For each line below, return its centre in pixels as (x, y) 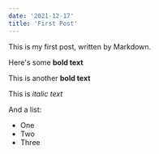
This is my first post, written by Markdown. (80, 46)
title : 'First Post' (43, 24)
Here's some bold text (46, 62)
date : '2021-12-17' (41, 16)
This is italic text (36, 93)
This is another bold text (49, 78)
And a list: (25, 109)
